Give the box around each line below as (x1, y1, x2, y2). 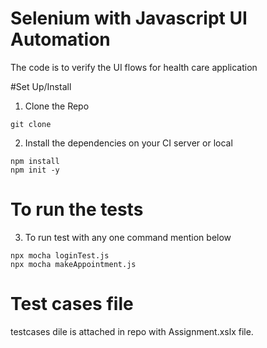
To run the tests (10, 198, 144, 221)
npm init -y (10, 165, 60, 175)
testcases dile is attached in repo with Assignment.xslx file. (10, 325, 254, 337)
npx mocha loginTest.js (10, 250, 110, 261)
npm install (10, 156, 60, 166)
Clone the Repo (24, 100, 90, 112)
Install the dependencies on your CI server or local (24, 137, 233, 149)
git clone (10, 119, 52, 129)
